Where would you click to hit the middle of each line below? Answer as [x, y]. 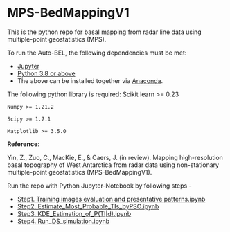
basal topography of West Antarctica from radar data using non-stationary [113, 165]
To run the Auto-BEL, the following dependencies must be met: [97, 53]
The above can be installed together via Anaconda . [90, 80]
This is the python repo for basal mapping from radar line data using [105, 32]
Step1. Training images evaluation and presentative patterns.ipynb [111, 199]
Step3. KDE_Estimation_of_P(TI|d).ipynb [74, 213]
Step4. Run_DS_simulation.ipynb [63, 221]
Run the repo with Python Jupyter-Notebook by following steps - [99, 186]
